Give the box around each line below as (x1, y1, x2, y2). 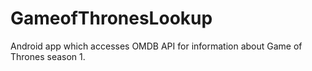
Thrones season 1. (10, 50, 86, 62)
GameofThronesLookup (10, 7, 213, 30)
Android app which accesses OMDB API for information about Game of (10, 40, 303, 52)
